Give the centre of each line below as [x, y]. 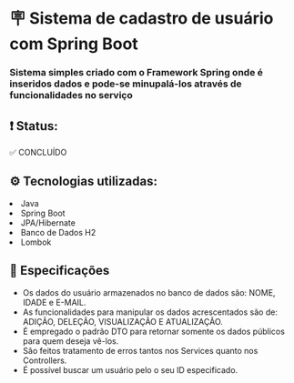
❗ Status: [34, 126]
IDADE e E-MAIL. [54, 302]
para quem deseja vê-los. [71, 341]
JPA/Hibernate [48, 222]
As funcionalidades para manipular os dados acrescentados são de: [150, 312]
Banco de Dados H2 [59, 232]
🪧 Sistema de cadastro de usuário [142, 19]
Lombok [36, 242]
